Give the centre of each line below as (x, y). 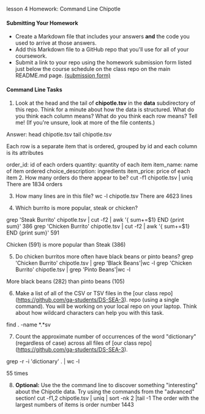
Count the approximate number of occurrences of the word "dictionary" (106, 337)
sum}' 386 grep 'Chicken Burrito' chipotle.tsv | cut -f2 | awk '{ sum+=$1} (98, 227)
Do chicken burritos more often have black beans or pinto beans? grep (104, 257)
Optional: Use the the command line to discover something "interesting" (106, 385)
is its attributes (25, 153)
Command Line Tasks (34, 89)
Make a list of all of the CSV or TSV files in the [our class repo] (94, 293)
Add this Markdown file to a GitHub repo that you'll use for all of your (102, 50)
